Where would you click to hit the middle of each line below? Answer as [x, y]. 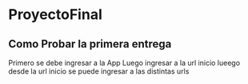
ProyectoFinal [55, 15]
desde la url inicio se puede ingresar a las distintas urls [99, 71]
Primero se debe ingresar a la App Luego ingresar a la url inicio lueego [124, 63]
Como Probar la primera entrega [90, 44]
